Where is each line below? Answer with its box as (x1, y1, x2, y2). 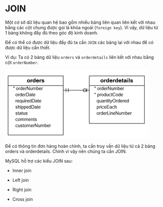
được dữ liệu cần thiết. (5, 44, 51, 50)
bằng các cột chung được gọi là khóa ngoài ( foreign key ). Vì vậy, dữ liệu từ (5, 24, 159, 30)
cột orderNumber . (5, 59, 39, 65)
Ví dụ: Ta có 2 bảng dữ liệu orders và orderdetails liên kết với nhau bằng (5, 54, 154, 60)
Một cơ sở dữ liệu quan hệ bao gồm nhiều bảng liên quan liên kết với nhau (5, 19, 156, 25)
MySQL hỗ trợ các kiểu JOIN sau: (5, 158, 73, 164)
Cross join (12, 196, 33, 202)
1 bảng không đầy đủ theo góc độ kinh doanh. (5, 30, 99, 36)
